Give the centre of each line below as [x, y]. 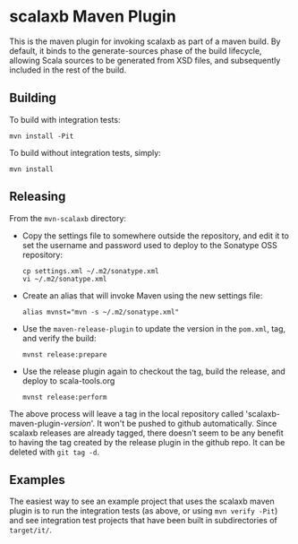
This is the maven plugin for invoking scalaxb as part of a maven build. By [145, 41]
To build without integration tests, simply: [85, 152]
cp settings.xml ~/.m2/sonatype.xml [90, 271]
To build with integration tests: [65, 119]
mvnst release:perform [64, 397]
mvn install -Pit [42, 136]
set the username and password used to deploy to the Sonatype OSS [149, 245]
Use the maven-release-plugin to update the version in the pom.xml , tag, [154, 328]
